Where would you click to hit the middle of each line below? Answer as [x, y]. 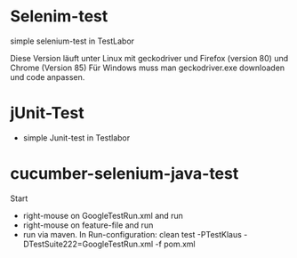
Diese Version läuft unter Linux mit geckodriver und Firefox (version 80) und [149, 58]
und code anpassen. [48, 77]
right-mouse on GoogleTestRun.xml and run [103, 215]
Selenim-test [59, 16]
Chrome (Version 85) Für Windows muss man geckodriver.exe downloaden [148, 68]
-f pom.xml [175, 244]
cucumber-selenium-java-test [124, 174]
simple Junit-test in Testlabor [76, 137]
